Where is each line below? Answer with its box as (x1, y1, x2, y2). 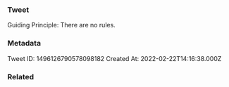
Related (7, 72, 35, 81)
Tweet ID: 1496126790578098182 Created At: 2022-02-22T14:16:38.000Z (7, 54, 222, 62)
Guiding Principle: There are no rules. (7, 21, 116, 29)
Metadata (7, 39, 41, 48)
